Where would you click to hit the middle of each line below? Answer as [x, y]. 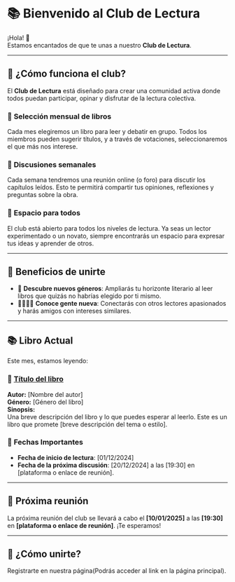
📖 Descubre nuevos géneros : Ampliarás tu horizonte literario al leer [115, 289]
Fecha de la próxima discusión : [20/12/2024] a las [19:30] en [106, 465]
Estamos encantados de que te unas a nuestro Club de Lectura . [100, 45]
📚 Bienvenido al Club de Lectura [104, 14]
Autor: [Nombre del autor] [45, 394]
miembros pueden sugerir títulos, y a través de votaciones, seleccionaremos [117, 139]
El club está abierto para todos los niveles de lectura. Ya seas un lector [109, 228]
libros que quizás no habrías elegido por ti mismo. [89, 296]
